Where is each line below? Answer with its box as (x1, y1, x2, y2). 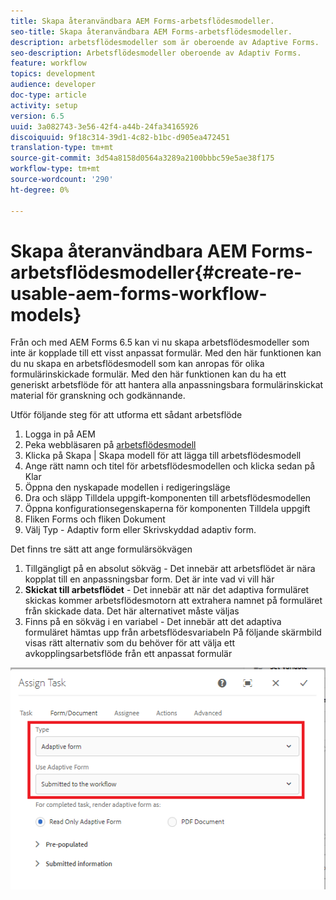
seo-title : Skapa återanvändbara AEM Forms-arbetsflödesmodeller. (10, 26, 293, 37)
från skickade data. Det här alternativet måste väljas (24, 605, 240, 617)
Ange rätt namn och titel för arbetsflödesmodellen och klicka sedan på (24, 460, 316, 472)
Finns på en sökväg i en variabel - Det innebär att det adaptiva (24, 616, 282, 628)
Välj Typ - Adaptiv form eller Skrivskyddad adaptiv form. (24, 524, 257, 536)
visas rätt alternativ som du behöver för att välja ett (24, 637, 236, 649)
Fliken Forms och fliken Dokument (24, 513, 166, 525)
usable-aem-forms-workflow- (10, 282, 268, 305)
